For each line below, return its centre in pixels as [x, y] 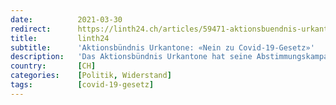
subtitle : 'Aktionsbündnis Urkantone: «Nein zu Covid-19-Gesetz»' [162, 47]
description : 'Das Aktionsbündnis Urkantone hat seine [131, 57]
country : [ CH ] [53, 66]
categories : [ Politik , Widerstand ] [91, 76]
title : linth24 [60, 38]
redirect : [31, 29]
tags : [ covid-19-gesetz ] [82, 85]
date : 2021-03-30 [66, 19]
